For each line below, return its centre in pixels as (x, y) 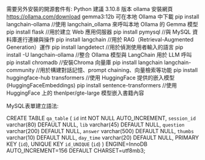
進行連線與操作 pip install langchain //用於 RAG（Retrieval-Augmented (105, 39)
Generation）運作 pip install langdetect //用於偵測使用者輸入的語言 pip (95, 47)
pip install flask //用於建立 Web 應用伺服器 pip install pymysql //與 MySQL (99, 32)
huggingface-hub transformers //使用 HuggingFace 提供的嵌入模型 (91, 78)
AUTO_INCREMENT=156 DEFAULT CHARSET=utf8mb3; (76, 151)
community (20, 70)
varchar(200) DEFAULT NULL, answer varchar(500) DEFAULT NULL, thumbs (100, 131)
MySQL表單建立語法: (33, 106)
